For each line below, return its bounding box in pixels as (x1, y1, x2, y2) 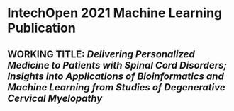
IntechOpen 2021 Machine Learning (7, 5, 223, 21)
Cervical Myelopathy (7, 92, 103, 104)
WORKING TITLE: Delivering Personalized (7, 48, 195, 60)
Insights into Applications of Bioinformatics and (7, 70, 225, 82)
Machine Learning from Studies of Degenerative (7, 81, 225, 93)
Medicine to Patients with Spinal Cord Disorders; (7, 59, 227, 71)
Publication (7, 20, 76, 36)
